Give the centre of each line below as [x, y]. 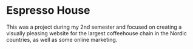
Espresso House [48, 10]
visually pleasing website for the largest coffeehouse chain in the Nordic [96, 33]
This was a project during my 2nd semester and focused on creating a [94, 27]
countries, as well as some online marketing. [62, 39]
